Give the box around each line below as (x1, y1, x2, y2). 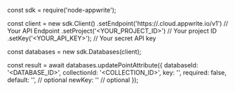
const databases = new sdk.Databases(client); (7, 48, 142, 56)
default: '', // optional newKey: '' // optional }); (7, 76, 139, 84)
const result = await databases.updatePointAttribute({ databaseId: (7, 61, 199, 69)
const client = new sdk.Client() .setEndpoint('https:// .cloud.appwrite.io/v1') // (7, 19, 229, 27)
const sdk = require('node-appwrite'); (7, 6, 117, 14)
